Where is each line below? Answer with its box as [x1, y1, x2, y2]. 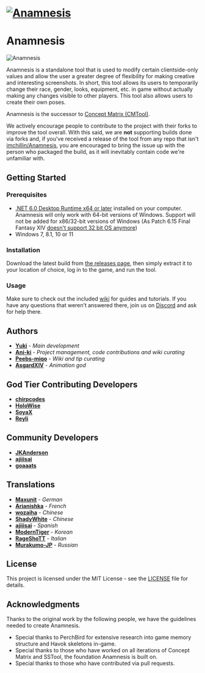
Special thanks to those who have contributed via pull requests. [15, 660, 175, 667]
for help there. [6, 308, 42, 316]
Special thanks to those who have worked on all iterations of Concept [15, 647, 190, 654]
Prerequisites [6, 191, 47, 199]
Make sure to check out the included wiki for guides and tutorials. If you [6, 295, 187, 302]
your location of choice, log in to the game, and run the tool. [6, 266, 157, 274]
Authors [6, 326, 38, 336]
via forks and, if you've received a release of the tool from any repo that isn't [6, 135, 199, 143]
